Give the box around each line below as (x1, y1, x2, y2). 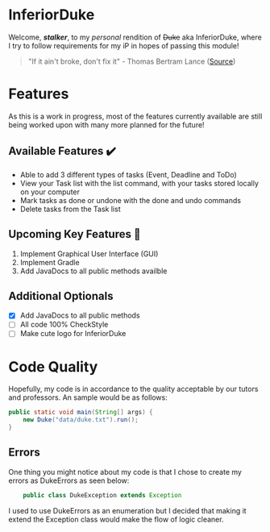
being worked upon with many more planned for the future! (8, 119, 205, 130)
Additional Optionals (8, 289, 114, 303)
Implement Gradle (19, 257, 80, 267)
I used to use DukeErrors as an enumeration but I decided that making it (8, 505, 247, 515)
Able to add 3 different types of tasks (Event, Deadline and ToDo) (19, 169, 238, 179)
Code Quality (8, 357, 98, 376)
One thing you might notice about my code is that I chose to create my (8, 467, 242, 476)
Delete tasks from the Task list (19, 204, 121, 214)
